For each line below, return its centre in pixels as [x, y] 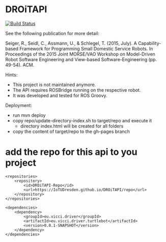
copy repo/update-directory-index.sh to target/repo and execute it [82, 120]
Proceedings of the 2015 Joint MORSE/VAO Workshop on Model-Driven [80, 54]
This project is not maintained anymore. [54, 85]
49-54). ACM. [20, 65]
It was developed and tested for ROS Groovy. [60, 95]
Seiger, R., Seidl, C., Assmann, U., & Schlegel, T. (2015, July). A [71, 43]
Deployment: [19, 105]
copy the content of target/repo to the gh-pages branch [71, 131]
